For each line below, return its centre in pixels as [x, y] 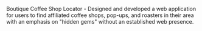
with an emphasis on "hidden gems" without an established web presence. [100, 22]
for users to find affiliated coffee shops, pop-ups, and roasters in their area [100, 15]
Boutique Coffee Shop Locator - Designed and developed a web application [101, 9]
